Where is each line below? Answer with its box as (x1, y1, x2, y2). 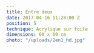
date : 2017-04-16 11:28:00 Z (6, 15, 80, 21)
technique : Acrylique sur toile (6, 26, 88, 32)
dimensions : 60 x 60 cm (6, 32, 67, 38)
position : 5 (6, 20, 36, 26)
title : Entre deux (6, 9, 53, 15)
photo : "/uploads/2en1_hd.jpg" (6, 37, 86, 43)
